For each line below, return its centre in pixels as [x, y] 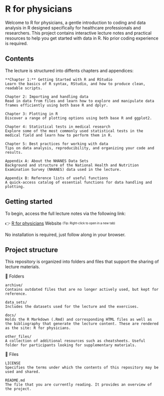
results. [14, 152]
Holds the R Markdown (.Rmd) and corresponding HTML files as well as [79, 320]
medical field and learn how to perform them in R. [59, 135]
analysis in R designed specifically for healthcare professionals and [73, 27]
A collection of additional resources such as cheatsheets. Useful [75, 341]
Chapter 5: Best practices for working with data [57, 144]
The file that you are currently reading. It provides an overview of [79, 385]
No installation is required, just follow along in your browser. [65, 234]
